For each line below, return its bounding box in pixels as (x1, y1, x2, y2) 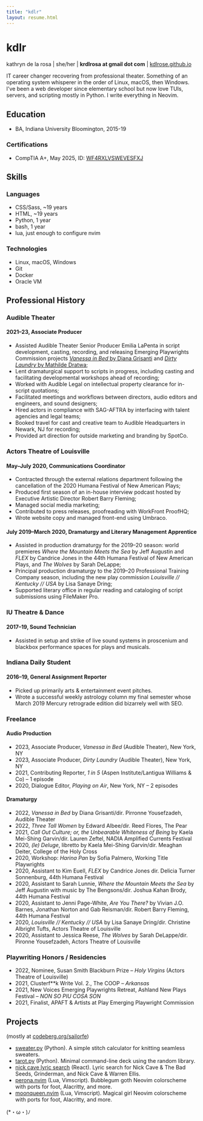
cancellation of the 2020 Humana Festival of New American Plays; (15, 482, 181, 490)
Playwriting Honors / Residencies (6, 953, 107, 961)
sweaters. (15, 1051, 40, 1058)
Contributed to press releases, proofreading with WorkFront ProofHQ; (15, 508, 190, 515)
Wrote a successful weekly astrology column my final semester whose (15, 693, 191, 700)
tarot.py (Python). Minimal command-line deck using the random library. (15, 1057, 196, 1065)
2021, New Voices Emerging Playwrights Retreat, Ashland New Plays (15, 986, 187, 994)
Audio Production (6, 730, 52, 737)
